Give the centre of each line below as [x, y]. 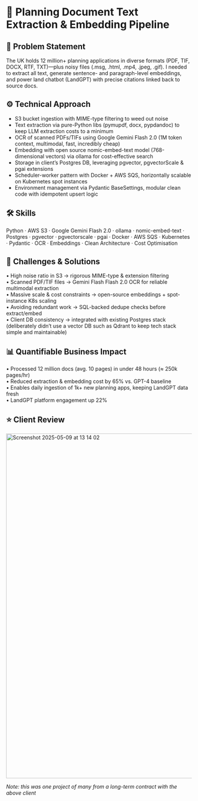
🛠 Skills [21, 213]
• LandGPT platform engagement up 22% [57, 400]
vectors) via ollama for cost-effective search [99, 156]
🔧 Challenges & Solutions [53, 262]
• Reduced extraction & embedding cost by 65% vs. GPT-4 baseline [89, 381]
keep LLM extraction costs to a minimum [64, 131]
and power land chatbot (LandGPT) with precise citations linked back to [93, 80]
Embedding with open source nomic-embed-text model [82, 150]
